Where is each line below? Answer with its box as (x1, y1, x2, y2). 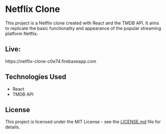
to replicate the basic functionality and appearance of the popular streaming (5, 25, 162, 31)
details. (5, 124, 20, 130)
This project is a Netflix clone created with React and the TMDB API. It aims (5, 20, 159, 26)
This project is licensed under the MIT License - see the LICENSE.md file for (5, 119, 161, 125)
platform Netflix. (5, 30, 38, 36)
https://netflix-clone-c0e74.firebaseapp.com (5, 58, 97, 64)
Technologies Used (5, 73, 66, 81)
